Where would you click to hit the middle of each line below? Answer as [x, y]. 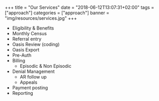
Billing [19, 60]
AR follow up [33, 77]
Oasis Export [26, 50]
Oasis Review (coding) [36, 44]
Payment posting [30, 88]
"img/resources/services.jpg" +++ [41, 18]
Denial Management [33, 71]
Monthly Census [29, 33]
